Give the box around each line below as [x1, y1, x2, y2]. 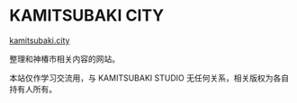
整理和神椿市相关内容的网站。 [9, 53, 120, 64]
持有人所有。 [9, 83, 57, 94]
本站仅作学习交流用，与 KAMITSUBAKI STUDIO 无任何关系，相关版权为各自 [9, 73, 290, 83]
